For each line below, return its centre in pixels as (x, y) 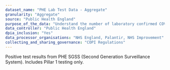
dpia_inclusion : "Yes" (29, 33)
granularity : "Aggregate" (32, 14)
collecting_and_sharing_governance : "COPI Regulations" (65, 42)
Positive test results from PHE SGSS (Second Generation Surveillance (78, 56)
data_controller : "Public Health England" (51, 28)
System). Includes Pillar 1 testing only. (45, 62)
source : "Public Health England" (40, 19)
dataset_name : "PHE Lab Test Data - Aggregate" (56, 10)
